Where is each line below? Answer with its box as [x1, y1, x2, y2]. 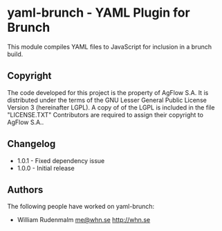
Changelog [7, 138, 56, 150]
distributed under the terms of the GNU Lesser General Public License [7, 96, 207, 104]
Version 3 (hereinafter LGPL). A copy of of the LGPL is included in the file [7, 103, 215, 112]
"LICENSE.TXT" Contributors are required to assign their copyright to [7, 110, 204, 119]
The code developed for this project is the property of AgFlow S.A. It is [7, 88, 209, 96]
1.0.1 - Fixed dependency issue [17, 156, 105, 164]
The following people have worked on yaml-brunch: [7, 203, 155, 211]
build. [7, 50, 24, 58]
